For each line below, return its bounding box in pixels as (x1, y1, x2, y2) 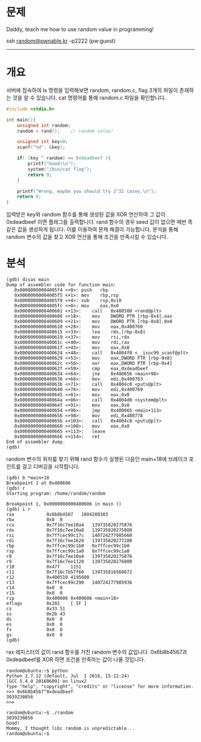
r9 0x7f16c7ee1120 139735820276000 (6, 559, 133, 565)
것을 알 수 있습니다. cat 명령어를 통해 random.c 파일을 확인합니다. (12, 94, 166, 101)
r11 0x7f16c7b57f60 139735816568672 (6, 569, 133, 575)
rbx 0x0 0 (6, 517, 63, 523)
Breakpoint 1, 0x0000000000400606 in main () (6, 501, 121, 507)
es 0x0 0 (6, 622, 63, 628)
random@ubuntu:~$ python (6, 668, 68, 674)
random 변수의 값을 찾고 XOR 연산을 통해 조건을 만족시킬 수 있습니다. (6, 233, 168, 241)
